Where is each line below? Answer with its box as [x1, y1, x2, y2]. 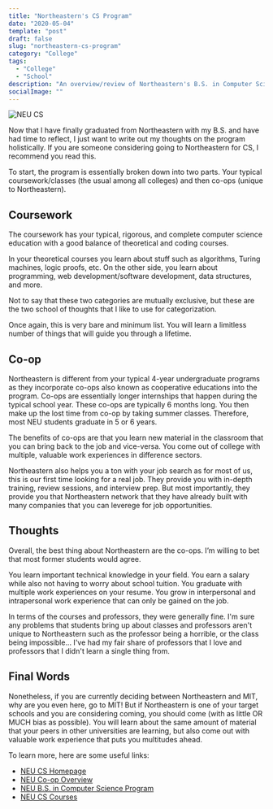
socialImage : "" [8, 87, 63, 96]
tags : [8, 58, 27, 66]
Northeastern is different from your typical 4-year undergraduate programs [8, 374, 260, 383]
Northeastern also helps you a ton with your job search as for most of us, [8, 466, 253, 476]
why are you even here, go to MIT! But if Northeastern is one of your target [8, 700, 259, 710]
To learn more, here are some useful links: [8, 750, 149, 760]
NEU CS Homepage [19, 766, 87, 776]
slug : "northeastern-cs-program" [8, 42, 122, 50]
